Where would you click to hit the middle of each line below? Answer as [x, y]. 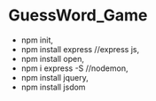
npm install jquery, [55, 77]
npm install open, [53, 58]
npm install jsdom [53, 87]
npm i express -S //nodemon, [74, 68]
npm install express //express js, [80, 49]
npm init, [37, 40]
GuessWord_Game [78, 16]
